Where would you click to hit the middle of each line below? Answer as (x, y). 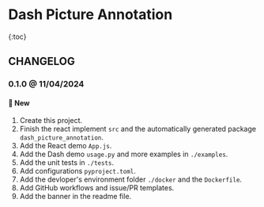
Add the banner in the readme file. (75, 197)
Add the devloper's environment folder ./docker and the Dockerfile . (131, 179)
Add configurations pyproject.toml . (78, 171)
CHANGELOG (41, 61)
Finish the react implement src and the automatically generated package (138, 129)
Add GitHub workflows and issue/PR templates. (97, 188)
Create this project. (51, 121)
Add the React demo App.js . (66, 146)
